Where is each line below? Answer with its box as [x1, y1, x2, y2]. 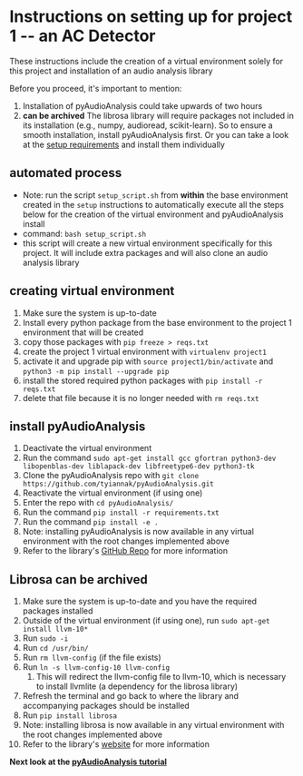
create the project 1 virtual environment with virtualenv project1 [22, 346, 268, 357]
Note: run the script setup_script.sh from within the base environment [22, 189, 288, 201]
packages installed [22, 605, 93, 616]
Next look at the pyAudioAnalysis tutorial [9, 756, 168, 768]
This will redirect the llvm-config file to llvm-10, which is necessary [35, 672, 287, 683]
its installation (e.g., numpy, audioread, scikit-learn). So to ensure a [22, 120, 274, 131]
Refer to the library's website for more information [22, 739, 210, 750]
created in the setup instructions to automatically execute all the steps [22, 199, 284, 210]
